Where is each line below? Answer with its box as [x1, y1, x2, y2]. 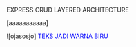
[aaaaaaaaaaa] [6, 19, 49, 27]
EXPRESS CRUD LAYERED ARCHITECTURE [6, 6, 129, 14]
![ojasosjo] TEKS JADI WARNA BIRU [6, 32, 108, 40]
